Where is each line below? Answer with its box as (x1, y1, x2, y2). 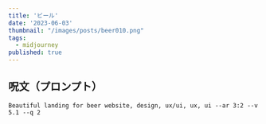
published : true (8, 48, 62, 56)
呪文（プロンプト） (8, 80, 103, 94)
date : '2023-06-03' (8, 19, 73, 27)
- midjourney (15, 41, 59, 49)
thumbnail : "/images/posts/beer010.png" (8, 26, 145, 34)
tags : (8, 33, 26, 42)
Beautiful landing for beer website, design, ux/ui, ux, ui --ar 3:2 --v (8, 101, 259, 110)
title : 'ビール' (8, 11, 59, 20)
